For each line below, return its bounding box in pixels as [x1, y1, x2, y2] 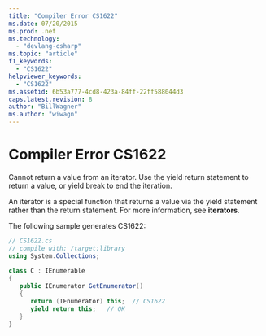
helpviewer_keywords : [8, 72, 82, 81]
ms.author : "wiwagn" [8, 111, 79, 119]
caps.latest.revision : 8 [8, 95, 93, 103]
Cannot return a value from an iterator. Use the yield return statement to [8, 172, 250, 181]
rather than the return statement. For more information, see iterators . [8, 205, 240, 215]
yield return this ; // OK [29, 304, 126, 313]
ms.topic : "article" [8, 50, 79, 58]
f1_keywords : [8, 58, 53, 66]
